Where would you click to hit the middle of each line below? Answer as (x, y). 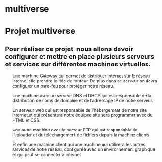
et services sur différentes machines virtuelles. (78, 64)
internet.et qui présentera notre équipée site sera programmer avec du (82, 115)
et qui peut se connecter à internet (46, 155)
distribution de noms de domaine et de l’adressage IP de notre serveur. (83, 101)
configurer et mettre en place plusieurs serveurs (80, 57)
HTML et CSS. (26, 120)
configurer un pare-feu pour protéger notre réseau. (63, 86)
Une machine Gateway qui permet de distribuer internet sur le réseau (81, 76)
